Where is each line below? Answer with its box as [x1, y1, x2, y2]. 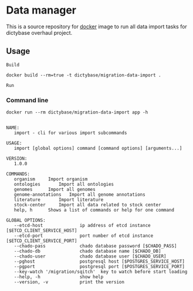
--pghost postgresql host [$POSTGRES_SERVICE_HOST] [13, 259, 185, 265]
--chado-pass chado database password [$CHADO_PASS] [13, 243, 177, 249]
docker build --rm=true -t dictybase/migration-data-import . [6, 72, 161, 78]
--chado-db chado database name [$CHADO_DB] [13, 248, 161, 255]
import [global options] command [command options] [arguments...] [13, 145, 182, 152]
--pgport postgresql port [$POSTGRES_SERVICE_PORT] [13, 264, 185, 270]
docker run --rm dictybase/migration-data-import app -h [6, 109, 148, 115]
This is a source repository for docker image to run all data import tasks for [6, 23, 188, 30]
